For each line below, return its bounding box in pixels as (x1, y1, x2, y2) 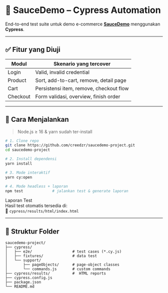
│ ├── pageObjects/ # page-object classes (5, 262, 120, 268)
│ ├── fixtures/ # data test (5, 254, 97, 259)
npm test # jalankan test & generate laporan (5, 188, 128, 194)
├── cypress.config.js (5, 276, 52, 281)
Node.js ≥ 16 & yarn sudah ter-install (17, 128, 92, 134)
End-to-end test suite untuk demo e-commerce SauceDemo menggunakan (5, 21, 160, 27)
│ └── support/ (5, 258, 41, 263)
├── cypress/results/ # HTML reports (5, 271, 106, 276)
